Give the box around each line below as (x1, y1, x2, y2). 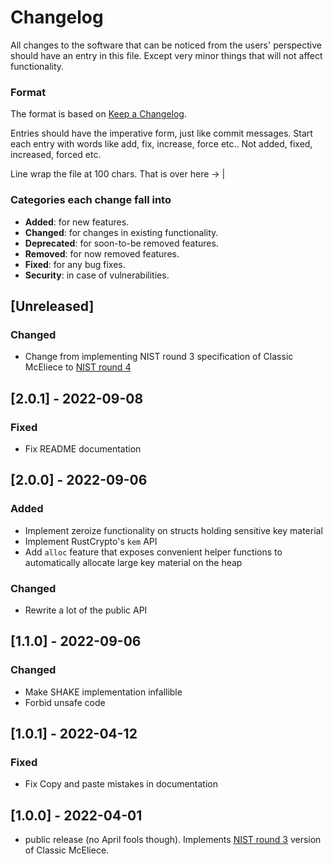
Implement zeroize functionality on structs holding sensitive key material (24, 524, 323, 536)
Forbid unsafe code (24, 696, 106, 708)
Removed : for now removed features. (24, 247, 180, 260)
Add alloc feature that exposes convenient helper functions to (24, 546, 283, 558)
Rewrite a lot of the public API (24, 604, 148, 616)
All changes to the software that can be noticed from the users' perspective (10, 39, 322, 51)
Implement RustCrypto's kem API (24, 535, 158, 547)
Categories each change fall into (10, 193, 172, 207)
